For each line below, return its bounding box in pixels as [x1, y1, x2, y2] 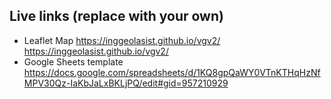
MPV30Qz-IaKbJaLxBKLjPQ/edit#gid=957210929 [23, 77, 229, 89]
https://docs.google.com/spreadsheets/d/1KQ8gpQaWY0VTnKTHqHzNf [23, 66, 321, 78]
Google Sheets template [23, 55, 124, 68]
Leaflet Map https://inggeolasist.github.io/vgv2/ [23, 34, 221, 46]
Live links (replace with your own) [9, 8, 224, 25]
